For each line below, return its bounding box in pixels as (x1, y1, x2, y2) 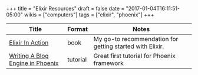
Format (67, 25, 88, 33)
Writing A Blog (9, 52, 49, 60)
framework (93, 59, 124, 67)
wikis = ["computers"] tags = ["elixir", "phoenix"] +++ (24, 11, 154, 18)
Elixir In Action (9, 39, 49, 46)
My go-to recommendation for (93, 35, 179, 43)
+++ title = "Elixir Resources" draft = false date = (6, 5, 125, 12)
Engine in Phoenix (9, 59, 59, 67)
